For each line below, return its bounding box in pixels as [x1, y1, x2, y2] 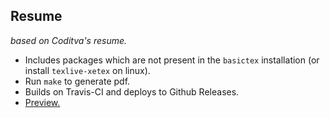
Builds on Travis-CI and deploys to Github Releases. [24, 85, 240, 98]
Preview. [24, 96, 61, 108]
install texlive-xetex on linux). [24, 64, 151, 76]
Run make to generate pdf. [24, 75, 131, 87]
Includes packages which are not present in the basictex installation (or [24, 54, 320, 66]
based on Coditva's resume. [10, 34, 128, 46]
